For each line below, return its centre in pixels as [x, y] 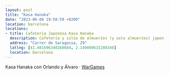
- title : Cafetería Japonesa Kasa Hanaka [50, 33]
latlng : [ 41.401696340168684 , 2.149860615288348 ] [63, 48]
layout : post [19, 10]
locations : [17, 29]
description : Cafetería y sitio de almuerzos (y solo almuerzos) [80, 39]
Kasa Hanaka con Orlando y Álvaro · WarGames [55, 67]
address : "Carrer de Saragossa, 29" [48, 43]
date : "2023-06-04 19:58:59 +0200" [43, 19]
